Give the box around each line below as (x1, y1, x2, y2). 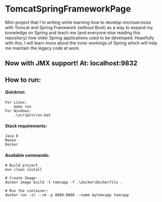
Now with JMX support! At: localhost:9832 (5, 59, 138, 67)
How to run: (5, 76, 41, 84)
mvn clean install (5, 167, 42, 172)
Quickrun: (5, 89, 26, 95)
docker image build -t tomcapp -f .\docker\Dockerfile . (5, 180, 123, 185)
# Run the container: (5, 188, 49, 193)
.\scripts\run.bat (14, 112, 51, 117)
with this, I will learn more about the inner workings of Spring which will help (5, 40, 158, 46)
